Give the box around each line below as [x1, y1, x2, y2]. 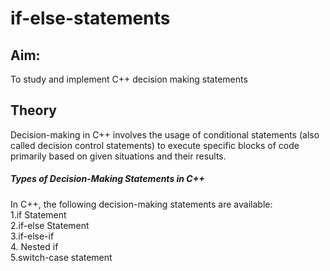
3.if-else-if [10, 230, 55, 242]
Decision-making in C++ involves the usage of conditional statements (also [10, 128, 320, 141]
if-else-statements [10, 7, 171, 30]
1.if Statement [10, 208, 67, 221]
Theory [10, 102, 58, 119]
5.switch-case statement [10, 251, 113, 263]
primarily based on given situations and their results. [10, 150, 227, 162]
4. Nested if [10, 240, 59, 252]
